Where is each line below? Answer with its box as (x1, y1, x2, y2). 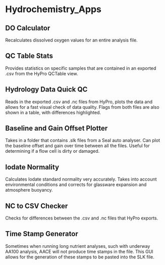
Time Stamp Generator (5, 230, 78, 238)
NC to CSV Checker (5, 201, 68, 210)
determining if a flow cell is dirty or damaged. (5, 148, 100, 154)
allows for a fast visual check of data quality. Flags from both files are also (5, 104, 160, 110)
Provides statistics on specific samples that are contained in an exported (5, 65, 156, 71)
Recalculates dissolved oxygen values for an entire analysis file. (5, 37, 138, 43)
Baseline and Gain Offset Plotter (5, 124, 108, 132)
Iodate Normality (5, 163, 60, 171)
